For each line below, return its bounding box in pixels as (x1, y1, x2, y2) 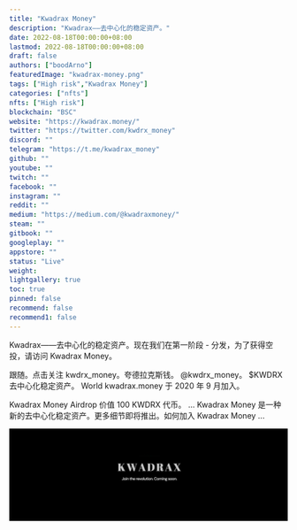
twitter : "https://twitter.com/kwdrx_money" (9, 127, 176, 135)
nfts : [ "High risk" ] (9, 98, 86, 107)
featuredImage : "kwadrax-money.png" (9, 71, 144, 80)
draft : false (9, 51, 57, 61)
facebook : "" (9, 182, 57, 191)
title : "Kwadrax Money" (9, 14, 97, 23)
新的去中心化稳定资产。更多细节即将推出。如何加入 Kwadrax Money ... (9, 410, 265, 420)
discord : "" (9, 135, 53, 145)
